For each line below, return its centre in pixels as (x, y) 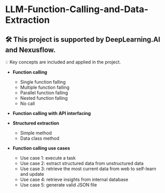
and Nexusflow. (30, 50)
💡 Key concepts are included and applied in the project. (63, 62)
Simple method (36, 133)
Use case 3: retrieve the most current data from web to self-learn (88, 169)
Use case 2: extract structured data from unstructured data (82, 163)
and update (32, 174)
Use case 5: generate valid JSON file (58, 185)
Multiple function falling (45, 87)
